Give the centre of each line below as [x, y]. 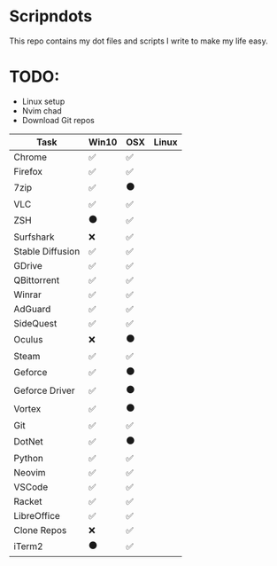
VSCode [31, 487]
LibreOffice [37, 515]
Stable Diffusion [47, 251]
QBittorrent [37, 279]
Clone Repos [40, 530]
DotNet [28, 442]
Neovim [30, 472]
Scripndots [51, 16]
